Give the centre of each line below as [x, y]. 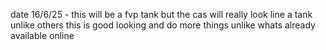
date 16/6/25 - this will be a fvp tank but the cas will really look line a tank [161, 14]
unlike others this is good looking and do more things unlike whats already [163, 25]
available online [42, 35]
